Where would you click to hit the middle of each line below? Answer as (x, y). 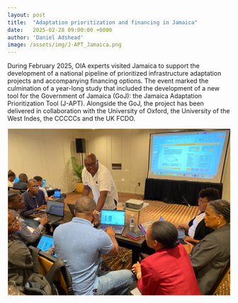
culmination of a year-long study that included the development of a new (114, 88)
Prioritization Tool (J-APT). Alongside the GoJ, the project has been (106, 103)
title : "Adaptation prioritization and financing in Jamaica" (103, 22)
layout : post (27, 15)
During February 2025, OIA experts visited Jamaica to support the (103, 66)
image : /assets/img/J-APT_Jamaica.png (64, 45)
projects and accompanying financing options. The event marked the (108, 81)
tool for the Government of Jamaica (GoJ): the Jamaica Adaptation (105, 96)
